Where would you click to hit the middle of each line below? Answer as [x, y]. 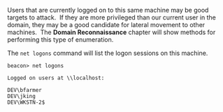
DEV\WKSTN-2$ [26, 102]
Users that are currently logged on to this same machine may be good [108, 10]
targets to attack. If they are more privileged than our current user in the [112, 17]
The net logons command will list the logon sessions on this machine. [108, 53]
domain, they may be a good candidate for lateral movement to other [106, 25]
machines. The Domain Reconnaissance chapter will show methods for [111, 32]
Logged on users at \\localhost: [56, 78]
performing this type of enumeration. [60, 40]
